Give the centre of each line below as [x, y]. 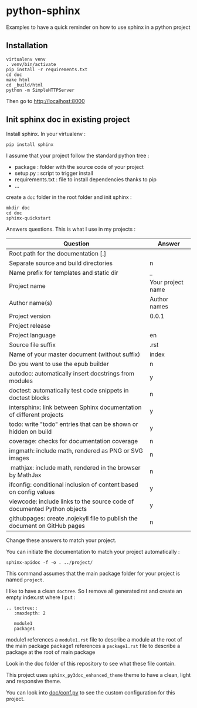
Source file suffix [32, 344]
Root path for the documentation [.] [58, 253]
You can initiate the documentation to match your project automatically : [93, 551]
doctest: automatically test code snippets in [69, 390]
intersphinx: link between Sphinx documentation [75, 407]
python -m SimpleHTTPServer [40, 90]
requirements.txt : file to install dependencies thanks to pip [86, 179]
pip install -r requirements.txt [47, 69]
